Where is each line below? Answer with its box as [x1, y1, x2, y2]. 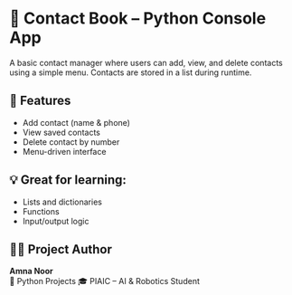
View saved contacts [22, 127, 101, 138]
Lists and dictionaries [22, 196, 102, 207]
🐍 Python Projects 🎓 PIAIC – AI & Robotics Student [9, 276, 201, 287]
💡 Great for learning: [9, 172, 127, 188]
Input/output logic [22, 215, 89, 226]
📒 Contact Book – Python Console [9, 8, 267, 29]
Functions [22, 205, 61, 216]
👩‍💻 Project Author [9, 242, 113, 257]
